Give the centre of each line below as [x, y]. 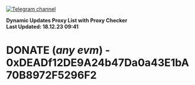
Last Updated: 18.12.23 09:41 [42, 27]
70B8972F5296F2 [51, 75]
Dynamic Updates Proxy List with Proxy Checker [67, 20]
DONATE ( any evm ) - [58, 50]
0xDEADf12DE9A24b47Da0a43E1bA [97, 63]
